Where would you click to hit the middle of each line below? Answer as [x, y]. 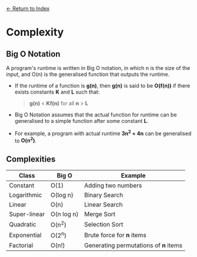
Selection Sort [104, 224]
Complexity [35, 32]
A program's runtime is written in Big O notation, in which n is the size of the [98, 68]
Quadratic [23, 224]
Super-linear [27, 214]
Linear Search [103, 205]
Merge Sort [100, 214]
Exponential [25, 235]
